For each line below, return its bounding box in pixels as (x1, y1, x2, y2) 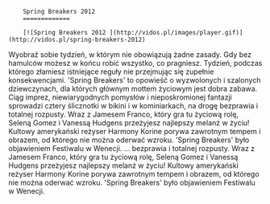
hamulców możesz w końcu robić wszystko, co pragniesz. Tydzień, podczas (8, 59, 263, 67)
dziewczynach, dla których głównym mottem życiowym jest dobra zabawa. (8, 84, 258, 93)
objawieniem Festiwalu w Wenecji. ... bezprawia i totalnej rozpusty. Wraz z (8, 144, 255, 153)
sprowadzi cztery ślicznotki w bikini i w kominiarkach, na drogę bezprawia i (8, 101, 259, 110)
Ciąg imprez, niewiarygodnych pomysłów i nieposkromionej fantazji (8, 92, 232, 102)
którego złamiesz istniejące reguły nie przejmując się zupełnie (8, 67, 214, 76)
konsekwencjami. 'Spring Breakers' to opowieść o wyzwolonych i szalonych (8, 75, 261, 84)
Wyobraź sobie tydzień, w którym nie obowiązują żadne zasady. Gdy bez (8, 50, 252, 59)
